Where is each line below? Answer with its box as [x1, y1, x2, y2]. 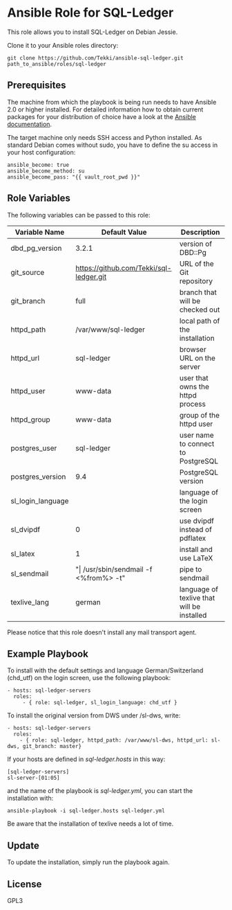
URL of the [179, 258, 214, 268]
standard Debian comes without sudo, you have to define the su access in [7, 141, 218, 149]
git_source [10, 267, 45, 277]
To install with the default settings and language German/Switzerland [7, 666, 204, 675]
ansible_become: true [7, 161, 70, 168]
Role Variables [7, 193, 70, 204]
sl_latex [10, 548, 35, 558]
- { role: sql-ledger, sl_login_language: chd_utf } [22, 699, 177, 706]
